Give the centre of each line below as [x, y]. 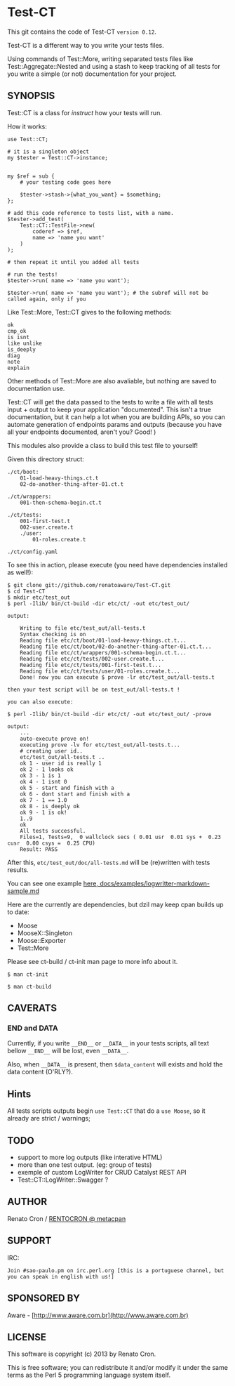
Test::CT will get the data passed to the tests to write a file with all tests [110, 402]
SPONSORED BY [44, 1299]
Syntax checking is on [53, 634]
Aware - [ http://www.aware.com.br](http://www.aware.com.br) [98, 1315]
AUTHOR [27, 1202]
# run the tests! [33, 275]
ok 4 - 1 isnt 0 [44, 781]
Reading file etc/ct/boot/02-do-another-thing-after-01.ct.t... [116, 647]
